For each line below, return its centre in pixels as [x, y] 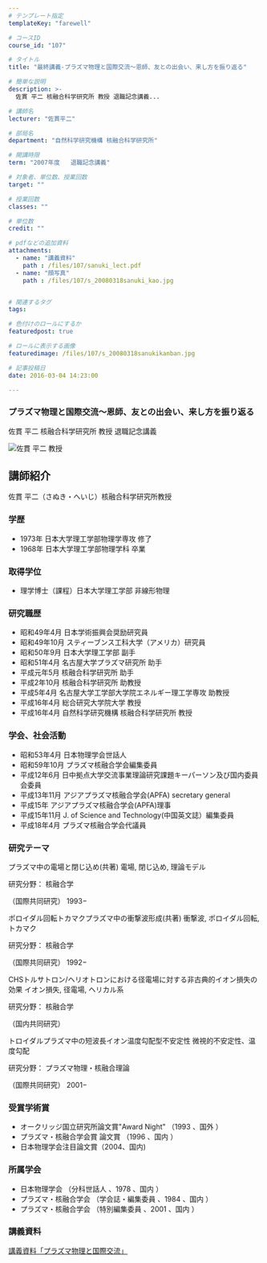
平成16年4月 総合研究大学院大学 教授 [81, 703]
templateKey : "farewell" [50, 23]
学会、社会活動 [37, 736]
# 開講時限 [24, 155]
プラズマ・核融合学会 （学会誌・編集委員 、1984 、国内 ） [116, 1199]
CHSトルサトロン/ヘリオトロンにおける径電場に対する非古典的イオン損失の [133, 979]
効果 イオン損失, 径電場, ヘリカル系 [66, 989]
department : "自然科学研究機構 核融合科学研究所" [83, 141]
